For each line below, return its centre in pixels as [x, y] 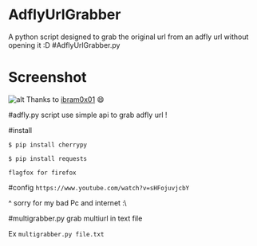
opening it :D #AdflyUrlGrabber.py [64, 45]
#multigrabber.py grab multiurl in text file [75, 218]
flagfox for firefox [43, 173]
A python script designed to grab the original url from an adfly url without [128, 37]
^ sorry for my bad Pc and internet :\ [67, 203]
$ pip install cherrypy [48, 145]
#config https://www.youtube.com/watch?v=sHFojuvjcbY [99, 187]
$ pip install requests [48, 158]
